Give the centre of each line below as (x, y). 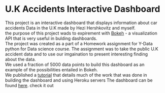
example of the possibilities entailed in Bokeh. (51, 69)
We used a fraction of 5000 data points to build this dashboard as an (75, 64)
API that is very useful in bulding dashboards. (51, 38)
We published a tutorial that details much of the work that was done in (76, 75)
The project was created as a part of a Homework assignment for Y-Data (79, 43)
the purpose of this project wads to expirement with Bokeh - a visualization (81, 33)
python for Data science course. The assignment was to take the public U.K (82, 49)
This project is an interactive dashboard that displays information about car (81, 23)
